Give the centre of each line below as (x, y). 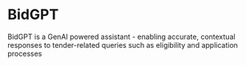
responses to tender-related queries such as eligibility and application (123, 45)
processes (25, 53)
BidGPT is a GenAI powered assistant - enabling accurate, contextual (121, 37)
